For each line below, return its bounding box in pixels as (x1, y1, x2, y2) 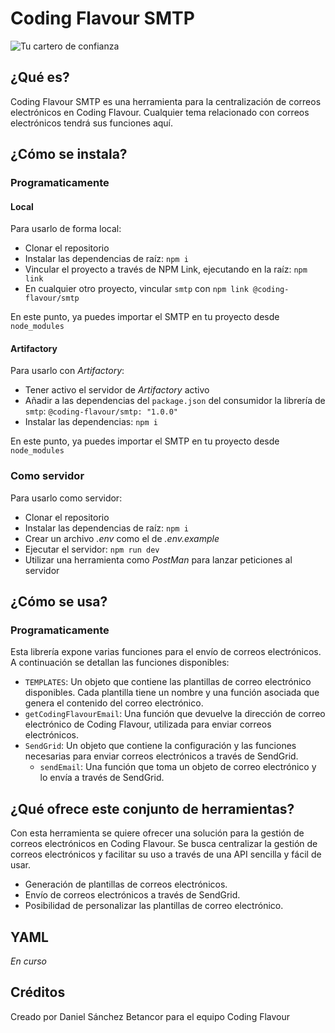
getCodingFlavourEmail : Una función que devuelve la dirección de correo (24, 708, 326, 720)
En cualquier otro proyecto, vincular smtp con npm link (24, 283, 249, 295)
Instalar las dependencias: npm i (24, 416, 158, 428)
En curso (10, 955, 47, 967)
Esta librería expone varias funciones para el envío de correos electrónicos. (10, 646, 322, 658)
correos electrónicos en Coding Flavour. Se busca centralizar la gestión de (10, 838, 318, 850)
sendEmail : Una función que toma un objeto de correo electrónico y (39, 761, 317, 773)
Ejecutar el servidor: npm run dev (24, 543, 160, 555)
